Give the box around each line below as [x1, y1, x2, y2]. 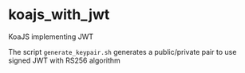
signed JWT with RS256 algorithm [8, 56, 121, 65]
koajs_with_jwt [8, 6, 110, 24]
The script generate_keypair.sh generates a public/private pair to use [8, 47, 237, 56]
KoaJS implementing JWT [8, 32, 94, 41]
